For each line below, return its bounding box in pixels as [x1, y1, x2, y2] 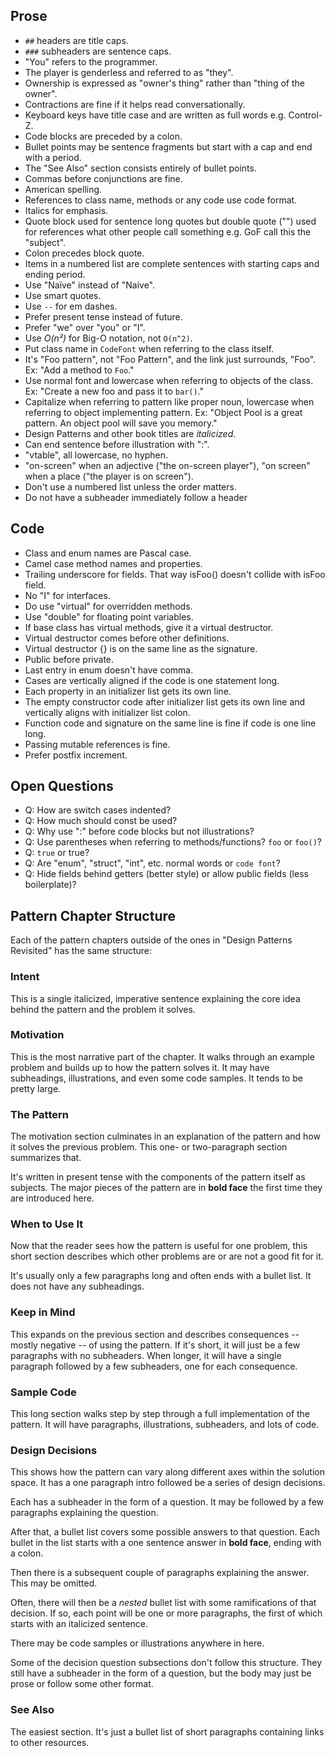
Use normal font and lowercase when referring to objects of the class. [24, 374, 314, 386]
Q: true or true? [24, 847, 90, 859]
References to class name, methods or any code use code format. [24, 194, 298, 206]
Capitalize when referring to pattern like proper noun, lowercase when [24, 395, 315, 408]
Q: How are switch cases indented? [24, 804, 172, 816]
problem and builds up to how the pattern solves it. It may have [10, 1061, 270, 1073]
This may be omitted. [10, 1577, 98, 1589]
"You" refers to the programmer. [24, 55, 158, 68]
